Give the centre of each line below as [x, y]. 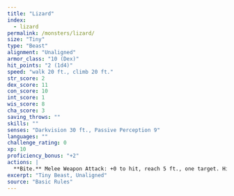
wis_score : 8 [26, 104]
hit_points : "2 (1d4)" [40, 65]
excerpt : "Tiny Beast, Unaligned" [57, 175]
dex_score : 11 [28, 85]
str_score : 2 [26, 78]
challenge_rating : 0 [37, 143]
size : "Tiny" [26, 40]
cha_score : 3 [26, 111]
